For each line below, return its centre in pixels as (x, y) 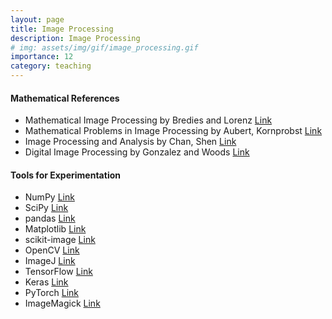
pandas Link (50, 218)
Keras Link (46, 282)
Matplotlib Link (55, 229)
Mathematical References (65, 98)
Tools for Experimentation (65, 175)
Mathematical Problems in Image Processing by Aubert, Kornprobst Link (173, 131)
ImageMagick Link (62, 303)
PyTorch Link (51, 293)
